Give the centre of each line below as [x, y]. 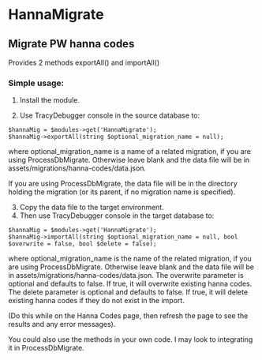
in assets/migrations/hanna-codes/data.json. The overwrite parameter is [126, 276]
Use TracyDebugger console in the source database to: [109, 115]
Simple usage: [36, 83]
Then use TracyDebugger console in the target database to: [117, 216]
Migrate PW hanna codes [71, 44]
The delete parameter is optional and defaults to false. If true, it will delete [128, 292]
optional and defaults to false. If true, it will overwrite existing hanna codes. [130, 284]
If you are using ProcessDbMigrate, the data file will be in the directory [123, 184]
